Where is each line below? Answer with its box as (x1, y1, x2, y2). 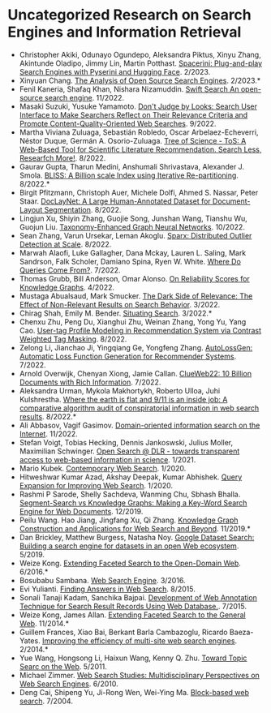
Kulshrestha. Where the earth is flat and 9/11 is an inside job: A (19, 394, 228, 404)
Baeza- (229, 627, 254, 637)
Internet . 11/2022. (19, 428, 78, 439)
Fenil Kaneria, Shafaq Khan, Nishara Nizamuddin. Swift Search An (19, 84, 240, 94)
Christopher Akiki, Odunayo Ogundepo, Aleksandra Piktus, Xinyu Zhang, (19, 49, 261, 59)
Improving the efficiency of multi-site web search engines (42, 635, 235, 646)
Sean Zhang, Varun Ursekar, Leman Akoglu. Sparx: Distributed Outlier (19, 230, 252, 240)
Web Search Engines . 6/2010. (19, 679, 118, 689)
